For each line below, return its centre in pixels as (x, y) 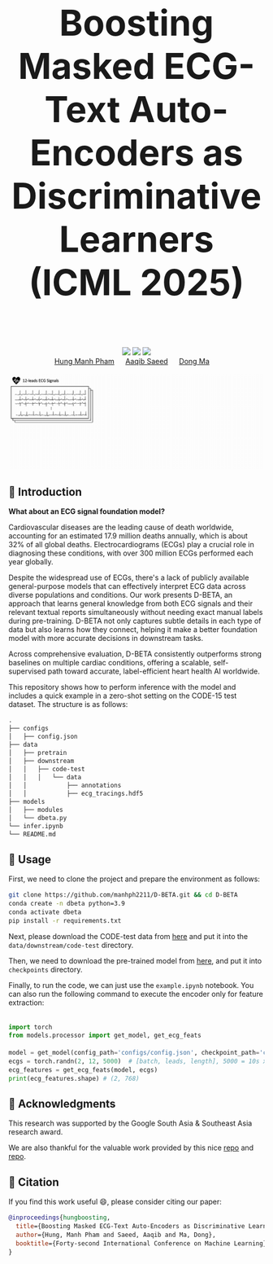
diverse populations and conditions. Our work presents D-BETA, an (121, 595)
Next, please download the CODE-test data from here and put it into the (128, 936)
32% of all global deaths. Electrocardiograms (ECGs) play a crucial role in (131, 545)
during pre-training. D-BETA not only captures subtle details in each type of (135, 621)
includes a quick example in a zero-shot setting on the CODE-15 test (123, 696)
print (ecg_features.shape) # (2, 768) (74, 1078)
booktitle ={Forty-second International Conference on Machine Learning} (141, 1243)
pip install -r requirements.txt (65, 920)
